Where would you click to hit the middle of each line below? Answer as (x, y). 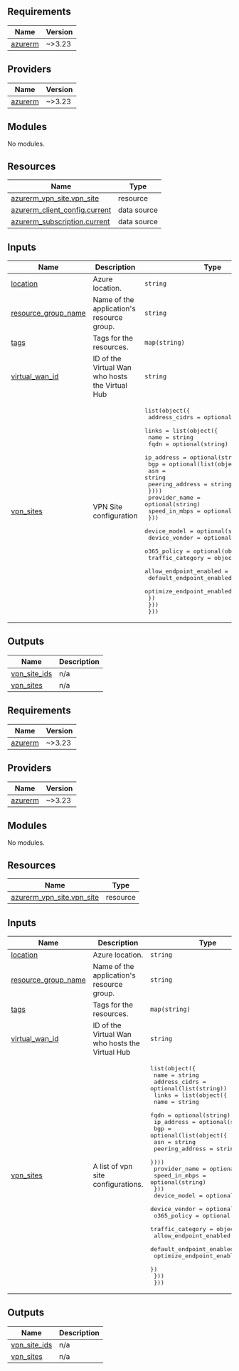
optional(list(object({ (189, 1135)
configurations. (118, 1185)
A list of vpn (113, 1167)
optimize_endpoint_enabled (188, 592)
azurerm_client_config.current (61, 210)
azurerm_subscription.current (60, 222)
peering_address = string (190, 484)
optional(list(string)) (189, 1088)
